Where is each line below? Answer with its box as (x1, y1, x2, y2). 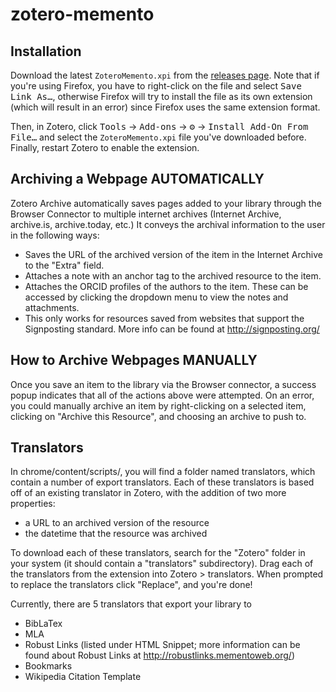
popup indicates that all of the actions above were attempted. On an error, (10, 389, 315, 401)
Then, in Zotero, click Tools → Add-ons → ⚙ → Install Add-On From (10, 121, 309, 132)
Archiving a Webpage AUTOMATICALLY (10, 171, 265, 188)
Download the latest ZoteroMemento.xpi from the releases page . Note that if (10, 69, 320, 81)
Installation (10, 43, 82, 60)
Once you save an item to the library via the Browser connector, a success (10, 378, 317, 390)
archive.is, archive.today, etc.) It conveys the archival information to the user (10, 218, 326, 230)
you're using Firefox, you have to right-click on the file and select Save (10, 80, 302, 92)
